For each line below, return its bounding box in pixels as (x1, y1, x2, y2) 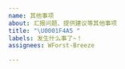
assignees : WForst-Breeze (8, 42, 95, 50)
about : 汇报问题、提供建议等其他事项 (8, 19, 118, 27)
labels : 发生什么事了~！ (8, 34, 83, 43)
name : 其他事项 (8, 11, 54, 20)
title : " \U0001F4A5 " (8, 26, 81, 34)
